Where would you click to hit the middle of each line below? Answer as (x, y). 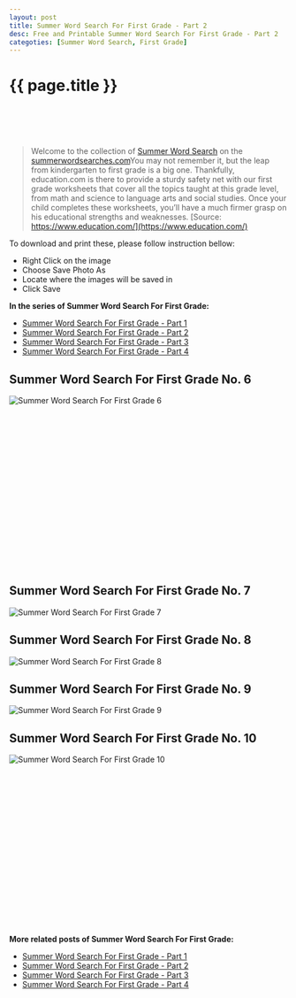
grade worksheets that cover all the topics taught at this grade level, (155, 189)
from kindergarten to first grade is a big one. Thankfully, (133, 170)
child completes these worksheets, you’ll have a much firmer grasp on (159, 208)
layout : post (33, 17)
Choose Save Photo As (64, 270)
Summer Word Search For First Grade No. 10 (133, 738)
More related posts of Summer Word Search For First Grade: (121, 940)
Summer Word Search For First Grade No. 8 (130, 640)
